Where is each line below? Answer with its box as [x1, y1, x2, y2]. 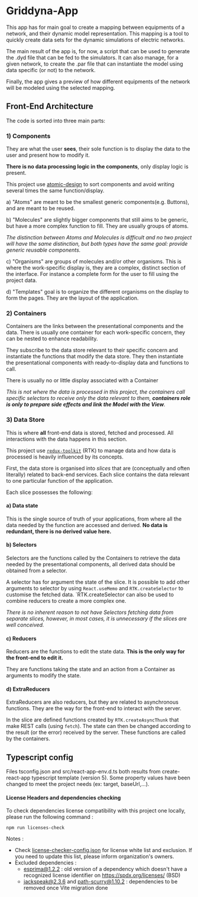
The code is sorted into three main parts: [6, 117, 105, 124]
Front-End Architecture [6, 102, 93, 112]
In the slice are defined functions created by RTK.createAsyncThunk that [6, 716, 179, 723]
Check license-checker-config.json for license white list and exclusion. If [14, 847, 192, 854]
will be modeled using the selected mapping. [6, 84, 115, 91]
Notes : [6, 835, 24, 843]
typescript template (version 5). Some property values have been [31, 774, 190, 781]
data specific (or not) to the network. [6, 66, 96, 73]
